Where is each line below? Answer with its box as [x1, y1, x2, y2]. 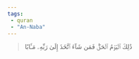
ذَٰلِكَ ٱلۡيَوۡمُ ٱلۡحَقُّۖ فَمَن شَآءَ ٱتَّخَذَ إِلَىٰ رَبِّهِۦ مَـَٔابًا [24, 43, 133, 51]
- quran [10, 17, 33, 24]
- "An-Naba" [10, 23, 46, 30]
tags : [7, 10, 23, 18]
